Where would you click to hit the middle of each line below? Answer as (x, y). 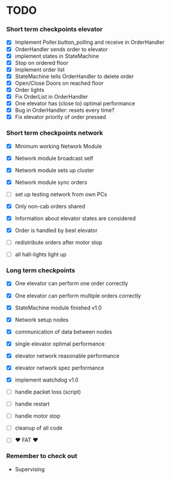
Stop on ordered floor (42, 63)
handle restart (32, 404)
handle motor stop (37, 416)
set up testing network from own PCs (61, 194)
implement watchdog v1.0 (47, 380)
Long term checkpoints (41, 270)
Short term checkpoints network (55, 133)
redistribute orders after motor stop (58, 243)
